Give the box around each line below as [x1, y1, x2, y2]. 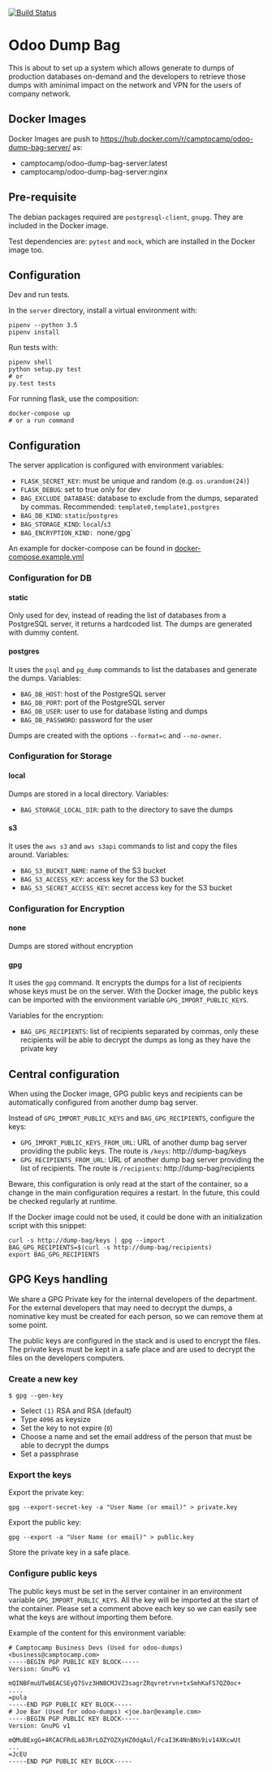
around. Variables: [8, 849, 70, 860]
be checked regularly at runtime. [8, 1196, 118, 1205]
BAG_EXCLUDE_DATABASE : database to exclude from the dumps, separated [19, 494, 258, 503]
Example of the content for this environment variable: [8, 1628, 187, 1637]
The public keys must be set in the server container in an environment [8, 1586, 243, 1596]
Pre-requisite [8, 191, 77, 205]
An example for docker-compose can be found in [8, 544, 173, 554]
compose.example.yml [8, 552, 84, 562]
